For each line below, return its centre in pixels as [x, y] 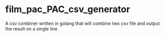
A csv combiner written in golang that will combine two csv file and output [83, 23]
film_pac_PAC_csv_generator [68, 9]
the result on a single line [31, 28]
